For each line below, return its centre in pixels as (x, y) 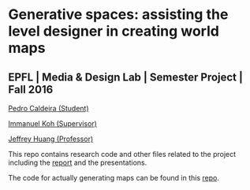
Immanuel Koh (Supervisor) (52, 123)
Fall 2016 (31, 89)
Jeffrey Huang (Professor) (51, 139)
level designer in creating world (114, 31)
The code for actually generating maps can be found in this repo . (114, 178)
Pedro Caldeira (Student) (49, 108)
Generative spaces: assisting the (118, 15)
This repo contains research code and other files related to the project (122, 154)
